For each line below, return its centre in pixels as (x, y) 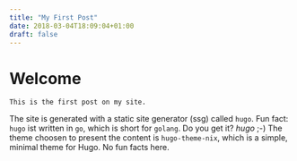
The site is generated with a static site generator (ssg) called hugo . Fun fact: (149, 119)
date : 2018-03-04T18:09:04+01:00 (72, 26)
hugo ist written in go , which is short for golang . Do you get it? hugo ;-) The (146, 128)
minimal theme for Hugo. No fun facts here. (89, 148)
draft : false (34, 34)
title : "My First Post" (54, 17)
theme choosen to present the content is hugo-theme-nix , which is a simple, (149, 138)
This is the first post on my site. (78, 102)
